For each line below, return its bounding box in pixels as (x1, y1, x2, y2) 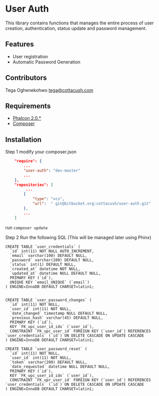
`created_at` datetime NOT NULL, (10, 266, 81, 272)
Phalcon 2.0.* (12, 115, 42, 121)
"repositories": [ (14, 182, 53, 187)
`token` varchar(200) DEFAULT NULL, (10, 359, 87, 365)
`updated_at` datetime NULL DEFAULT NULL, (10, 271, 101, 276)
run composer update (5, 224, 48, 230)
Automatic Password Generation (12, 59, 81, 65)
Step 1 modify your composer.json (5, 149, 77, 155)
